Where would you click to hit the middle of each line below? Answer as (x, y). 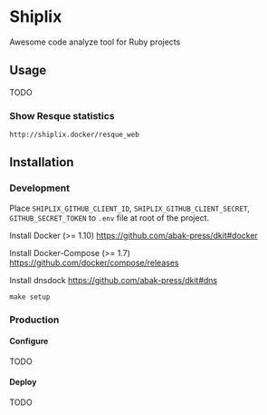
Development (40, 188)
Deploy (23, 382)
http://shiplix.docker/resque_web (75, 135)
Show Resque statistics (62, 115)
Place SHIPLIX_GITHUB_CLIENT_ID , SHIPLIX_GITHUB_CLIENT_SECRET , (130, 208)
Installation (42, 162)
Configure (29, 341)
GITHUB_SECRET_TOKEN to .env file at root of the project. (110, 217)
